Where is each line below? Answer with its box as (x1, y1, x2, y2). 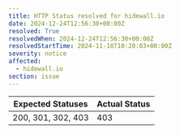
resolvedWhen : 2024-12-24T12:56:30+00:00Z (8, 34, 154, 43)
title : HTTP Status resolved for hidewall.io (8, 11, 165, 20)
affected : (8, 58, 42, 66)
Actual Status (96, 98, 151, 110)
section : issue (8, 72, 60, 80)
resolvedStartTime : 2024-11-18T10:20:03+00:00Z (8, 42, 173, 50)
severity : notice (8, 50, 67, 58)
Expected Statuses (13, 98, 88, 110)
